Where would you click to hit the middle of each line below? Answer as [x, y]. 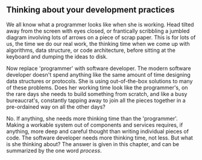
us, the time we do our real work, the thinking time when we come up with [98, 43]
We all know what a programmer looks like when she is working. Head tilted [100, 24]
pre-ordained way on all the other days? [56, 107]
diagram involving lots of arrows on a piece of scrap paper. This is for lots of [101, 37]
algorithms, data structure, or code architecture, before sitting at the [91, 50]
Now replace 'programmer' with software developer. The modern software [99, 68]
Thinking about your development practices [90, 10]
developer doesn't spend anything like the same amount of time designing [99, 74]
